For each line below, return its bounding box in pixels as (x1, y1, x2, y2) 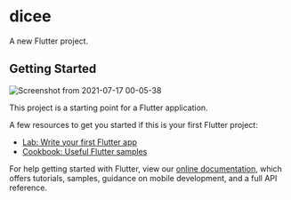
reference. (9, 182, 47, 193)
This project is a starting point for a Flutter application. (9, 102, 208, 113)
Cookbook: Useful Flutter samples (21, 146, 148, 156)
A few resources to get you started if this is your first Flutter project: (9, 119, 258, 130)
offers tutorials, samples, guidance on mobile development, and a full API (9, 172, 278, 183)
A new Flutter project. (9, 36, 89, 46)
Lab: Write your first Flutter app (21, 136, 138, 148)
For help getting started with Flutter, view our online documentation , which (9, 163, 283, 174)
